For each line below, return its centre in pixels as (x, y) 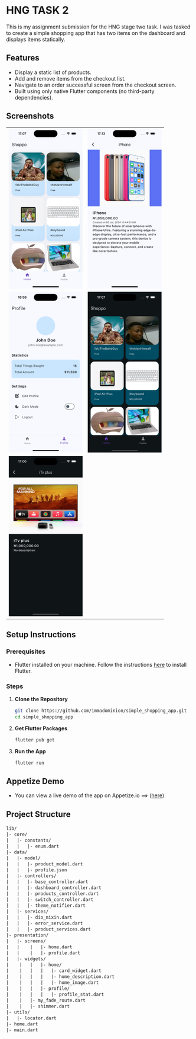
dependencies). (34, 97)
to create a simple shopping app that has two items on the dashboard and (96, 33)
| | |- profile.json (37, 870)
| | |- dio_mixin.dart (39, 917)
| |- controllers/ (32, 876)
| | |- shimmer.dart (38, 1006)
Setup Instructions (41, 635)
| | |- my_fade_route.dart (46, 1000)
